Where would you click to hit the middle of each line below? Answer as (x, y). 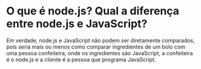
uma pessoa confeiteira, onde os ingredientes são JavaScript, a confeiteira (100, 53)
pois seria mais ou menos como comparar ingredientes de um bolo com (96, 47)
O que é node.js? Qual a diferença (93, 11)
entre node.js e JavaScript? (77, 24)
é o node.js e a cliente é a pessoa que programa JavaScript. (81, 59)
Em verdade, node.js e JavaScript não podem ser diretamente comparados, (100, 40)
